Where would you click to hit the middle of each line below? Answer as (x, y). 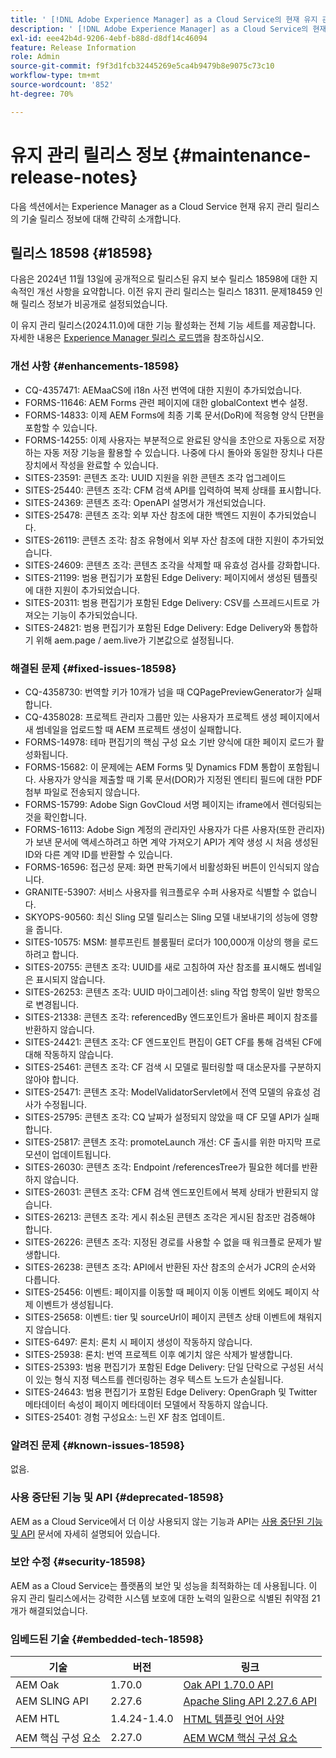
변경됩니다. (57, 1004)
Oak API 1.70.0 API (228, 1685)
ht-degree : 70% (42, 94)
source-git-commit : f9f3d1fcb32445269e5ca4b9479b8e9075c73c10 (142, 66)
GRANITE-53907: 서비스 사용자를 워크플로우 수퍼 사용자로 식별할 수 (157, 892)
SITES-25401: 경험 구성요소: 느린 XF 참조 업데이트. (125, 1417)
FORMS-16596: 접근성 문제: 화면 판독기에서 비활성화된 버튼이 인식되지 (163, 867)
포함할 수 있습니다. (61, 427)
